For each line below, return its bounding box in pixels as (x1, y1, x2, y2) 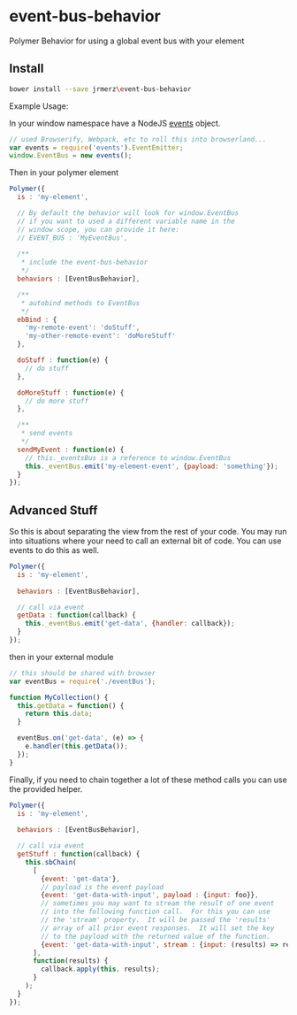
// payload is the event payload (41, 882, 164, 891)
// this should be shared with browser (9, 668, 156, 678)
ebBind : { (17, 315, 57, 324)
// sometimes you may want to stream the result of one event (41, 899, 275, 908)
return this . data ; (25, 710, 93, 719)
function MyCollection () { (9, 693, 109, 702)
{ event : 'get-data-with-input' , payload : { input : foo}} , (41, 891, 259, 900)
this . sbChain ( (25, 857, 77, 866)
